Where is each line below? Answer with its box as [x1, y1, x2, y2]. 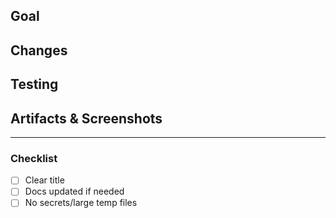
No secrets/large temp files [24, 197, 138, 209]
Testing [10, 76, 59, 93]
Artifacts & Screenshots [10, 110, 163, 127]
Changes [10, 42, 68, 59]
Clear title [24, 174, 65, 186]
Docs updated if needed [24, 185, 125, 198]
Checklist [10, 151, 58, 165]
